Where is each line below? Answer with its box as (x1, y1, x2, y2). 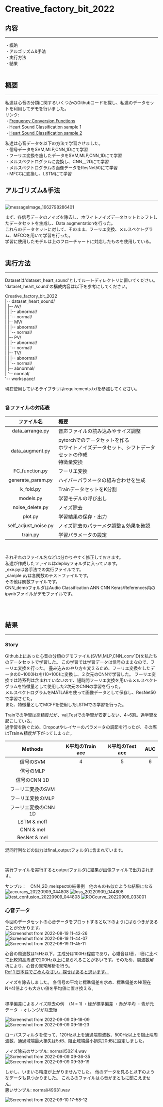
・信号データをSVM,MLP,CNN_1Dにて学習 (5, 146, 88, 152)
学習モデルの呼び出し (58, 495, 107, 502)
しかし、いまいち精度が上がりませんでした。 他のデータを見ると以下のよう (5, 1069, 155, 1075)
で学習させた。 (5, 695, 35, 701)
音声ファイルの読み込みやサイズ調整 (58, 428, 141, 434)
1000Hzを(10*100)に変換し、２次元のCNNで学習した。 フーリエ (23, 671, 152, 677)
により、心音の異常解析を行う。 (9, 963, 73, 969)
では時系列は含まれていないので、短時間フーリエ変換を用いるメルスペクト (9, 677, 158, 683)
